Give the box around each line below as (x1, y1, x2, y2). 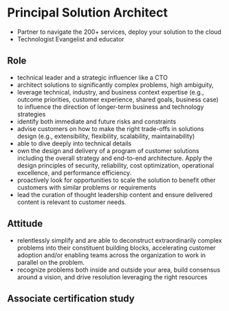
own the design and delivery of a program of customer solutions (17, 146, 199, 154)
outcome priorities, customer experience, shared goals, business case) (17, 95, 219, 103)
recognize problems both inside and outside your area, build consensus (17, 265, 221, 274)
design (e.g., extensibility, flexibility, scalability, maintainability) (17, 132, 195, 140)
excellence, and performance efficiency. (17, 168, 132, 177)
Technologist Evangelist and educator (17, 34, 125, 43)
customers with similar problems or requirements (17, 183, 157, 191)
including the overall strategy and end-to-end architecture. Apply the (17, 154, 213, 162)
